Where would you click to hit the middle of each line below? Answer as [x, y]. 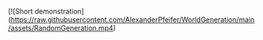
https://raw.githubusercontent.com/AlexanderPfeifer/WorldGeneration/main [133, 20]
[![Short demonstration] [46, 11]
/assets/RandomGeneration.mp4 [61, 28]
